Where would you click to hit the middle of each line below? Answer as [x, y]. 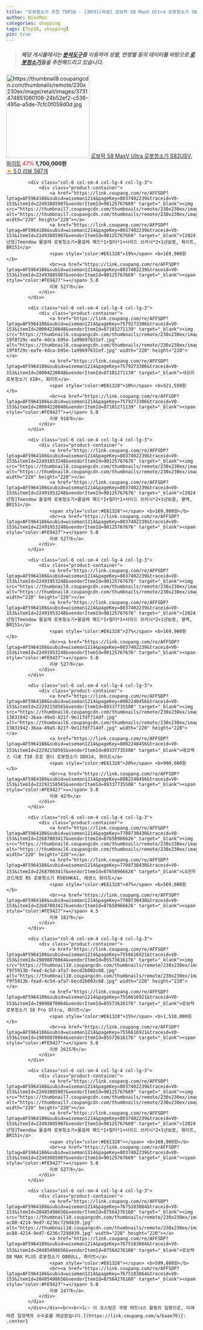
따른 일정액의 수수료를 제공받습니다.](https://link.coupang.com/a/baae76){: [96, 1316]
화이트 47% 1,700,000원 [37, 164]
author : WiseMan [27, 18]
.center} [17, 1322]
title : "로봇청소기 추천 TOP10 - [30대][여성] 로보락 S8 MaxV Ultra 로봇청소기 [98, 12]
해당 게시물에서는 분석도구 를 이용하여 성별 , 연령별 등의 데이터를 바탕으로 [105, 55]
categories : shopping [34, 23]
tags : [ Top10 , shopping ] [37, 29]
